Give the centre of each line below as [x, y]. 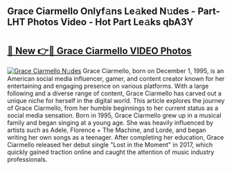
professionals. [27, 159]
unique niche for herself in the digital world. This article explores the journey [116, 101]
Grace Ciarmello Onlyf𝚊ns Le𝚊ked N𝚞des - [101, 11]
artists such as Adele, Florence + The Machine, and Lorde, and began [107, 130]
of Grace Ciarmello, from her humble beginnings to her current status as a [113, 108]
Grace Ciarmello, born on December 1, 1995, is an [153, 71]
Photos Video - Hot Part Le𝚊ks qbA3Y [110, 22]
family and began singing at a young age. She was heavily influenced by [110, 123]
